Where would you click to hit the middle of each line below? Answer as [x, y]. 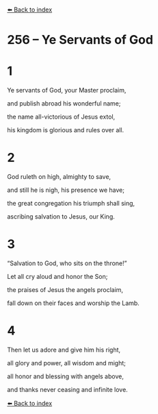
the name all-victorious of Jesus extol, [61, 117]
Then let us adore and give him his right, [64, 350]
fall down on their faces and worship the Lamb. [74, 303]
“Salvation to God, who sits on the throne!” [67, 263]
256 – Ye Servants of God [80, 40]
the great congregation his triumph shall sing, [71, 204]
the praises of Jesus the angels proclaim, [65, 290]
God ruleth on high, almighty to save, [59, 177]
